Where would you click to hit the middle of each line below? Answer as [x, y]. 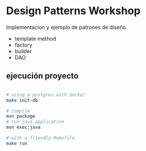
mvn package [21, 116]
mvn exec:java [24, 127]
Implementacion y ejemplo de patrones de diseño [66, 27]
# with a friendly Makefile [41, 138]
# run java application [35, 122]
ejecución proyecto [42, 76]
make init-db [22, 100]
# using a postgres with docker [46, 95]
